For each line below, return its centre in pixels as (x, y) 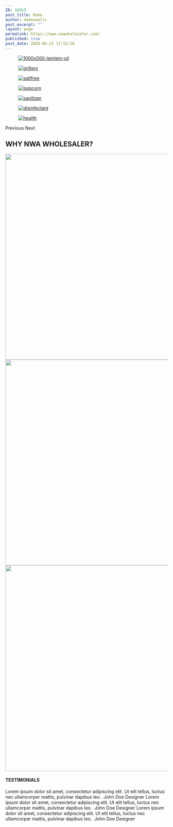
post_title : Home (24, 15)
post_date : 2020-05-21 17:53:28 (40, 44)
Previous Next (20, 128)
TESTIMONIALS (23, 780)
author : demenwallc (26, 20)
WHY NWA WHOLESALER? (49, 144)
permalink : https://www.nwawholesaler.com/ (53, 34)
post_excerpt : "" (24, 24)
